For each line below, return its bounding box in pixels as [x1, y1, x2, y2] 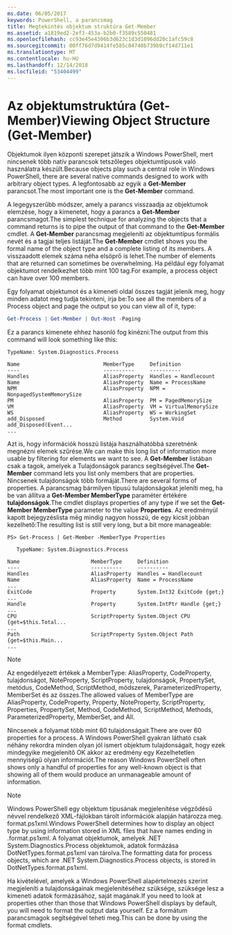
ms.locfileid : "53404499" [7, 68, 82, 75]
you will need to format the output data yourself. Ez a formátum [7, 907, 188, 915]
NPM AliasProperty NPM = [7, 385, 166, 392]
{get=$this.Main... [7, 637, 64, 644]
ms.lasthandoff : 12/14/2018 [7, 62, 89, 69]
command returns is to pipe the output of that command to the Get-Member [7, 222, 225, 231]
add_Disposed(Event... [7, 422, 73, 429]
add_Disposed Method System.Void [7, 416, 185, 422]
